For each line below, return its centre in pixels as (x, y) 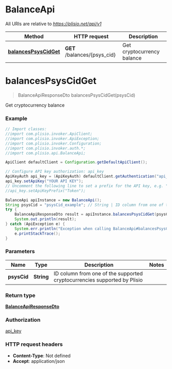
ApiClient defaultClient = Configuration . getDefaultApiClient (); (76, 162)
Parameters (20, 252)
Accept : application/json (39, 361)
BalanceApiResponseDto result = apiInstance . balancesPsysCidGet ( (86, 215)
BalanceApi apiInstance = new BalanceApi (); (53, 200)
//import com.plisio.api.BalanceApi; (46, 153)
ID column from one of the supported (98, 273)
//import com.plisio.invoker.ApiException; (52, 138)
